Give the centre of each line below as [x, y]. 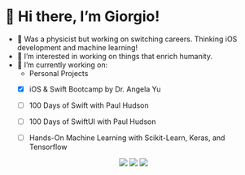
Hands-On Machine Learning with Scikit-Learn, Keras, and [127, 138]
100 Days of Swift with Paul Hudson [89, 105]
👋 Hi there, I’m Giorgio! [83, 17]
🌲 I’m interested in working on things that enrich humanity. [114, 56]
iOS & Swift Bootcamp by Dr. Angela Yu [95, 89]
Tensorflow [48, 147]
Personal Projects [59, 73]
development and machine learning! [77, 47]
